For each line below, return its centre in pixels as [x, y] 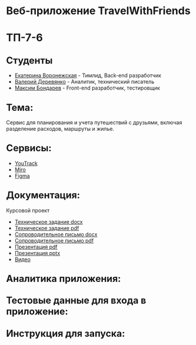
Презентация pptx [37, 253]
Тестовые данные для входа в [76, 301]
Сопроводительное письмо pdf [54, 240]
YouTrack [26, 163]
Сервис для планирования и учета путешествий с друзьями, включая [94, 122]
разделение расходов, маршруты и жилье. [60, 129]
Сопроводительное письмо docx [56, 234]
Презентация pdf [36, 247]
